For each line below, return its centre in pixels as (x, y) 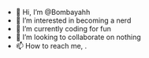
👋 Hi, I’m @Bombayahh (53, 12)
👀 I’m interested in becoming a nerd (73, 20)
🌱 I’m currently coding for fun (63, 29)
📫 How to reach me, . (51, 46)
